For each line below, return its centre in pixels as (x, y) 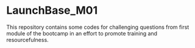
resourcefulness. (27, 40)
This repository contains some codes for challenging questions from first (98, 27)
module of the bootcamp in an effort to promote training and (82, 33)
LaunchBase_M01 (52, 10)
